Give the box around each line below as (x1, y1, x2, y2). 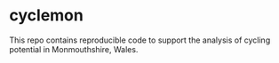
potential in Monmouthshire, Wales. (9, 43, 139, 54)
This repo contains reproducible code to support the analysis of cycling (9, 35, 271, 45)
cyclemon (9, 5, 84, 26)
